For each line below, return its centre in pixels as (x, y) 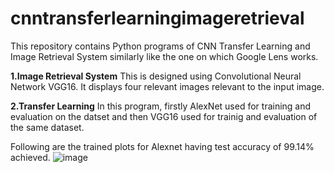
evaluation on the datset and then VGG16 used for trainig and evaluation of (164, 116)
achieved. (30, 157)
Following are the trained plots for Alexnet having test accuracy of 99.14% (162, 146)
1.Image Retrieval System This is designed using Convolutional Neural (156, 76)
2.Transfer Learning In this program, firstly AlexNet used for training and (161, 106)
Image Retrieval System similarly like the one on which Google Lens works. (164, 56)
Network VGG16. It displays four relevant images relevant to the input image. (167, 86)
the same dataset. (47, 127)
